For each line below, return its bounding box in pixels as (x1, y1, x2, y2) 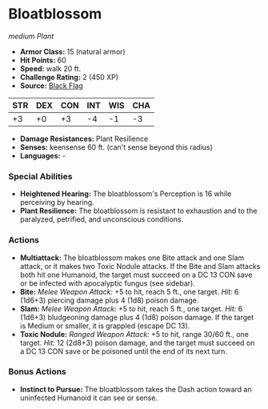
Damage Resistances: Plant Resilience (19, 134, 149, 143)
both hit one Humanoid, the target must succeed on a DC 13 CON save (19, 270, 253, 279)
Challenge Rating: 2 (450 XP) (19, 72, 118, 82)
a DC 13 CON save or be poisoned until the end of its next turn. (19, 346, 228, 356)
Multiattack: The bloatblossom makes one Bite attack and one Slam (19, 253, 245, 263)
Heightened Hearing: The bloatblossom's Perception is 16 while (19, 189, 232, 198)
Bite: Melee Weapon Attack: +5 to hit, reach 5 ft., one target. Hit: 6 (19, 287, 239, 296)
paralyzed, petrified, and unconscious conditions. (19, 215, 184, 224)
